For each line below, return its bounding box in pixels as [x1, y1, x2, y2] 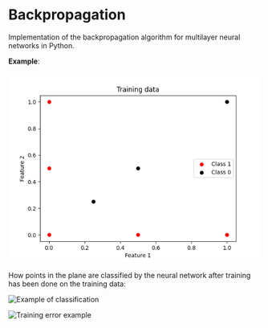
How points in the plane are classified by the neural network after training [8, 270, 251, 280]
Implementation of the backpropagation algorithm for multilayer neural [8, 32, 241, 42]
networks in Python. [8, 40, 75, 50]
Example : [8, 56, 40, 66]
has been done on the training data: [8, 279, 127, 289]
